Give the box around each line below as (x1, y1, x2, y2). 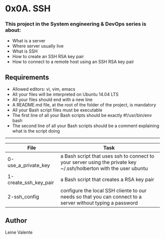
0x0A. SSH (5, 3, 51, 14)
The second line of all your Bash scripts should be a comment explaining (12, 123, 160, 129)
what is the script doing (12, 128, 60, 134)
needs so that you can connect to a (60, 193, 142, 200)
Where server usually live (12, 43, 64, 49)
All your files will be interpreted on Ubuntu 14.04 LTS (12, 92, 119, 98)
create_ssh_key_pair (7, 179, 55, 186)
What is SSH (12, 48, 38, 54)
